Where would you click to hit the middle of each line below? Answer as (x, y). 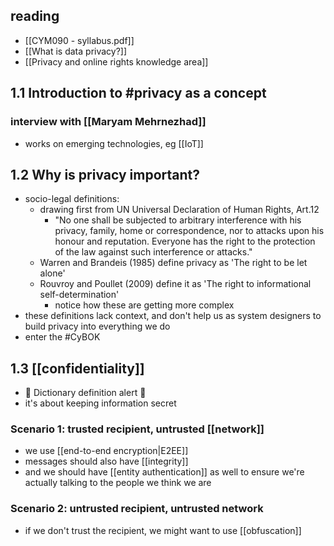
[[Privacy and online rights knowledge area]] (116, 61)
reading (35, 16)
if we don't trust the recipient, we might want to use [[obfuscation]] (163, 530)
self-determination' (79, 295)
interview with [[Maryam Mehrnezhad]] (108, 122)
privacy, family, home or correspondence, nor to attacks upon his (189, 231)
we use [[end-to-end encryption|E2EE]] (106, 451)
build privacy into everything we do (97, 326)
